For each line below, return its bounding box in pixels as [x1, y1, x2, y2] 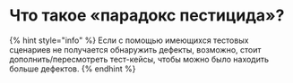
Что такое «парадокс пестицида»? [9, 5, 285, 26]
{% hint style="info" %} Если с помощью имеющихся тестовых [9, 35, 249, 46]
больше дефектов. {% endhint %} [9, 63, 136, 74]
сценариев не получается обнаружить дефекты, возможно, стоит [9, 44, 262, 54]
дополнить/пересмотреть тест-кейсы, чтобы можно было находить [9, 54, 270, 64]
